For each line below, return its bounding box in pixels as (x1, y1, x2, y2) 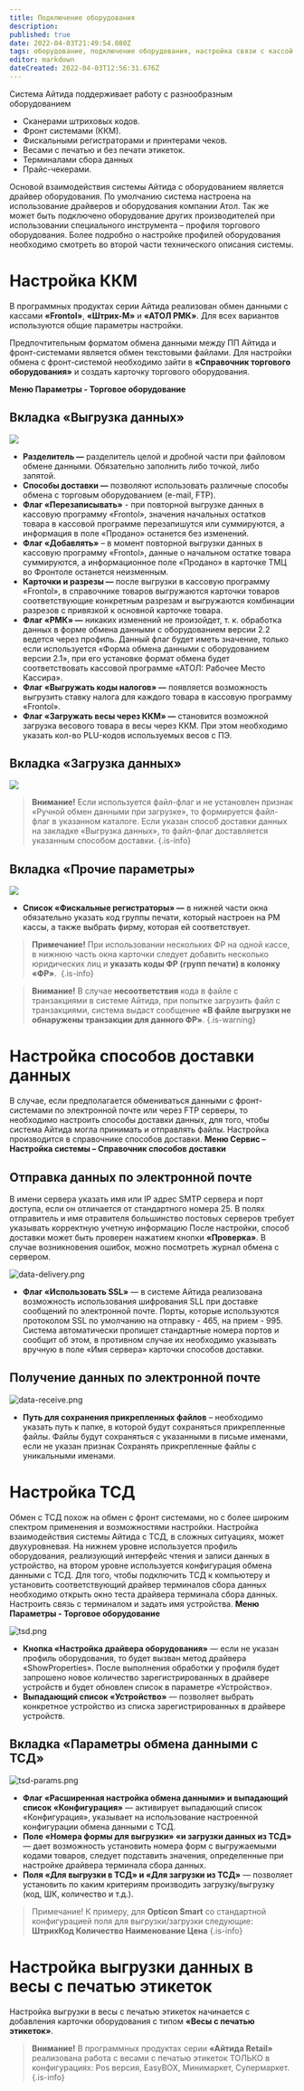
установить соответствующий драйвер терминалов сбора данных (9, 1579, 267, 1590)
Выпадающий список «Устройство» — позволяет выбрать (22, 1691, 254, 1702)
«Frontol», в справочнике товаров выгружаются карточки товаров (22, 585, 280, 596)
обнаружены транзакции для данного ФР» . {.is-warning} (31, 1014, 256, 1025)
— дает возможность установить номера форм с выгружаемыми (22, 1840, 278, 1851)
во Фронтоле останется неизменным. (22, 566, 169, 577)
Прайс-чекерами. (22, 164, 92, 175)
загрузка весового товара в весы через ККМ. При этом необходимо (22, 720, 288, 731)
